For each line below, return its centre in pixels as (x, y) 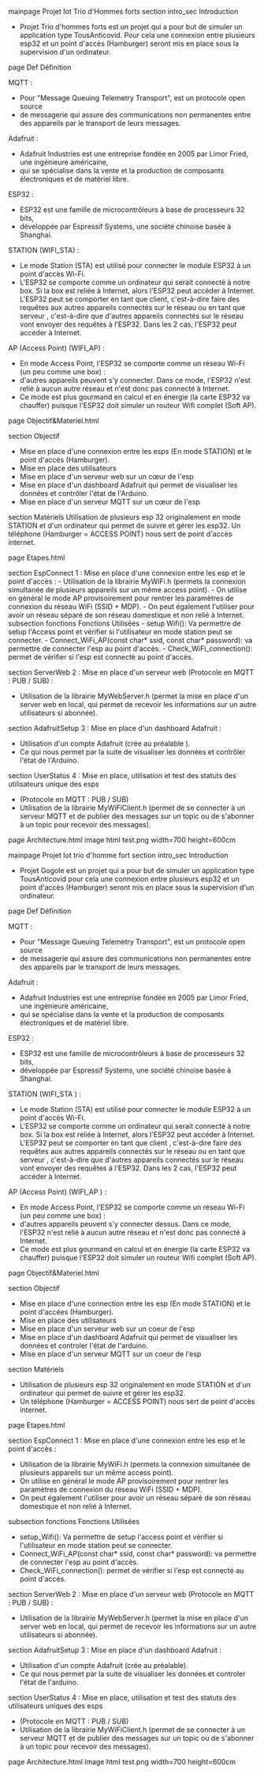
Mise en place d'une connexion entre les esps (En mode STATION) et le (136, 451)
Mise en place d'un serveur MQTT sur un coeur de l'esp (110, 1354)
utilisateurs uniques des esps (56, 1706)
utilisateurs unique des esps (54, 784)
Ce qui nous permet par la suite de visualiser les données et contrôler (132, 752)
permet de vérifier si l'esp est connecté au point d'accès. (101, 657)
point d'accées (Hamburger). (67, 1312)
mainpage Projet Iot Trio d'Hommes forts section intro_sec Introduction (123, 11)
